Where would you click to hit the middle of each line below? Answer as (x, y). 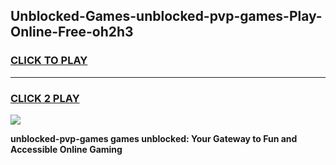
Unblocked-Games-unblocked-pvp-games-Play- (166, 16)
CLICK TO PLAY (49, 61)
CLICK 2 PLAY (45, 98)
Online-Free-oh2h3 (72, 32)
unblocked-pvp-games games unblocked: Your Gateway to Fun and (154, 138)
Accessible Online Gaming (66, 149)
